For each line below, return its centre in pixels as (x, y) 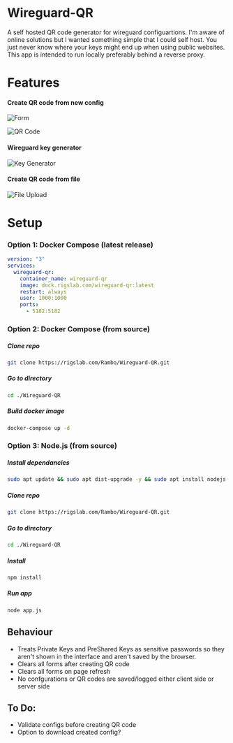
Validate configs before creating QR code (77, 725)
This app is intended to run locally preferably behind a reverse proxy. (106, 55)
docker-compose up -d (39, 428)
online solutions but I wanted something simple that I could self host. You (112, 39)
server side (33, 686)
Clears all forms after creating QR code (74, 664)
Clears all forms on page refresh (64, 671)
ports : (29, 305)
